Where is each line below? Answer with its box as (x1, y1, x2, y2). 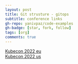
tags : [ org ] (5, 30, 29, 35)
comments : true (5, 35, 36, 40)
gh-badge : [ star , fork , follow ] (5, 26, 71, 31)
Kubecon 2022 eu (5, 48, 42, 54)
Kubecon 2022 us (5, 53, 41, 59)
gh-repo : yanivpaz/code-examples (5, 21, 74, 26)
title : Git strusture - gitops (5, 12, 69, 17)
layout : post (5, 7, 32, 12)
